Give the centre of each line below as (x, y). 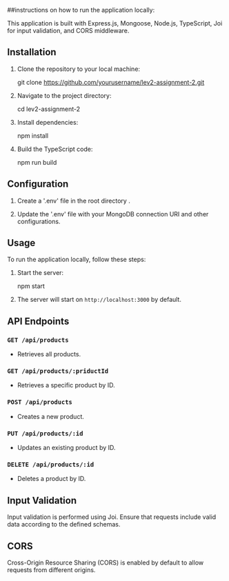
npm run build (37, 162)
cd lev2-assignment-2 (49, 109)
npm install (33, 135)
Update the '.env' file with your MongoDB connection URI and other (113, 214)
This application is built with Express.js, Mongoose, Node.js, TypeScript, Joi (115, 23)
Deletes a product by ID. (51, 479)
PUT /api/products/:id (45, 433)
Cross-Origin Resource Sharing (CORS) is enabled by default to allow (106, 562)
